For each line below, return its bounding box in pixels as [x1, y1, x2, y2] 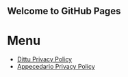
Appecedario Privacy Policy [16, 63, 96, 71]
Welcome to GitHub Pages [7, 5, 121, 17]
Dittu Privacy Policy [16, 55, 73, 63]
